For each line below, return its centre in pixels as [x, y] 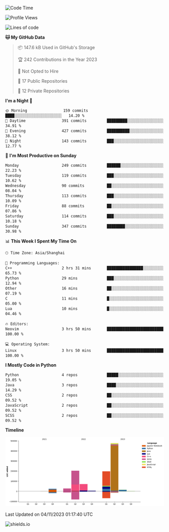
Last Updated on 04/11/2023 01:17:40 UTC [49, 514]
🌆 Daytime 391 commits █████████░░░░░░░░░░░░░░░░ [84, 121]
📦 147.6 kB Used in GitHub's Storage [56, 47]
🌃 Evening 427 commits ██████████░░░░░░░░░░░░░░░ [84, 131]
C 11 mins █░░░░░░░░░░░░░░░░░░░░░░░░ [84, 299]
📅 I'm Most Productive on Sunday [41, 155]
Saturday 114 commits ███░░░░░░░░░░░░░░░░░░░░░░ [84, 216]
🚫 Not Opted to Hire [38, 71]
